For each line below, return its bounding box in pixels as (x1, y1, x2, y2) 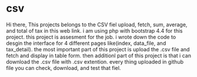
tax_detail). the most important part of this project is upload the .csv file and (6, 45, 190, 52)
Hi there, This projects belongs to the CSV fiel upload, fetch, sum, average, (6, 21, 188, 28)
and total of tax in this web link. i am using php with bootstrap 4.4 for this (6, 27, 183, 34)
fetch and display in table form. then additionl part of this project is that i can (6, 52, 191, 59)
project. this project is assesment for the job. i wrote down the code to (6, 33, 176, 40)
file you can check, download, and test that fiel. (6, 64, 121, 71)
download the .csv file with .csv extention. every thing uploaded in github (6, 58, 184, 65)
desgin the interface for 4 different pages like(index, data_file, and (6, 40, 166, 47)
